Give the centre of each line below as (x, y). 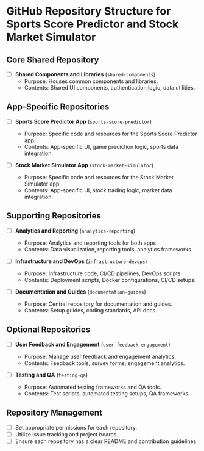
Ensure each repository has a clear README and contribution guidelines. (106, 441)
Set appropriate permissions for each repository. (76, 427)
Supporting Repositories (54, 216)
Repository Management (54, 413)
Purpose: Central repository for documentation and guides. (98, 304)
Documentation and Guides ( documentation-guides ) (80, 292)
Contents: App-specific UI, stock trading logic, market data (98, 190)
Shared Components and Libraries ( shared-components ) (85, 74)
